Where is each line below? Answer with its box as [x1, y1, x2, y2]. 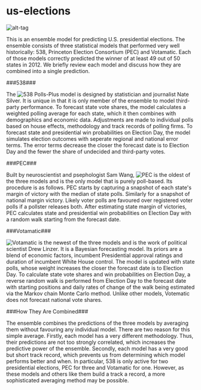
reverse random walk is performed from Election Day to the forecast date [6, 277, 187, 284]
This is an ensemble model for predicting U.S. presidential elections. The [6, 35, 185, 43]
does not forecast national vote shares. [6, 296, 103, 303]
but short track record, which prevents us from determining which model [6, 351, 185, 358]
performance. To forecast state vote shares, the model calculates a [20, 103, 187, 110]
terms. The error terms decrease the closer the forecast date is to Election [6, 141, 190, 149]
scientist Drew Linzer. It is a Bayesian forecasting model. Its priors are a [6, 245, 182, 252]
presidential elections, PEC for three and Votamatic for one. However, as [6, 364, 184, 371]
